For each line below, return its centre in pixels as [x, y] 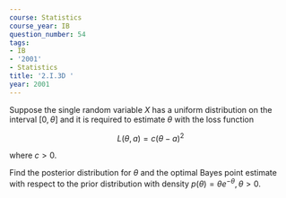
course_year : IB [39, 26]
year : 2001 [30, 84]
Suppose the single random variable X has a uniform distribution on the [141, 109]
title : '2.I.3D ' [42, 76]
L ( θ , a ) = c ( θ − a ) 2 [151, 137]
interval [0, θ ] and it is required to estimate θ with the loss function [131, 119]
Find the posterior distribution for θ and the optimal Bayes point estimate [143, 173]
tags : [19, 43]
